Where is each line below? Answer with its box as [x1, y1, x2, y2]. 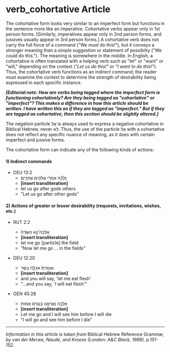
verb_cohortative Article [6, 4, 110, 15]
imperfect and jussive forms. [6, 137, 65, 143]
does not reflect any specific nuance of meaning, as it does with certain [6, 131, 155, 137]
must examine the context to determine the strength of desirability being [6, 74, 156, 80]
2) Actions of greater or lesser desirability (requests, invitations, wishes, [6, 203, 161, 209]
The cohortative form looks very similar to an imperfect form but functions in [6, 20, 165, 26]
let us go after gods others [20, 186, 76, 192]
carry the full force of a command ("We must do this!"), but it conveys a [6, 42, 154, 48]
